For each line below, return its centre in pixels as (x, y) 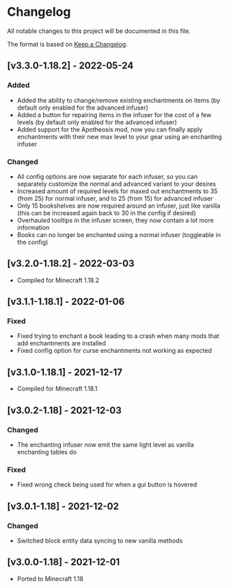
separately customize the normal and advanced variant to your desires (117, 184)
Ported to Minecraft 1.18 (50, 578)
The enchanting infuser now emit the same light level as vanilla (106, 444)
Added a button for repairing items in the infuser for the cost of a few (114, 114)
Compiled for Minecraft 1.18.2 (58, 280)
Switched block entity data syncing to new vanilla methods (100, 540)
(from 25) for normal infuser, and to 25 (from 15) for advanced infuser (115, 198)
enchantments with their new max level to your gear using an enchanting (119, 136)
